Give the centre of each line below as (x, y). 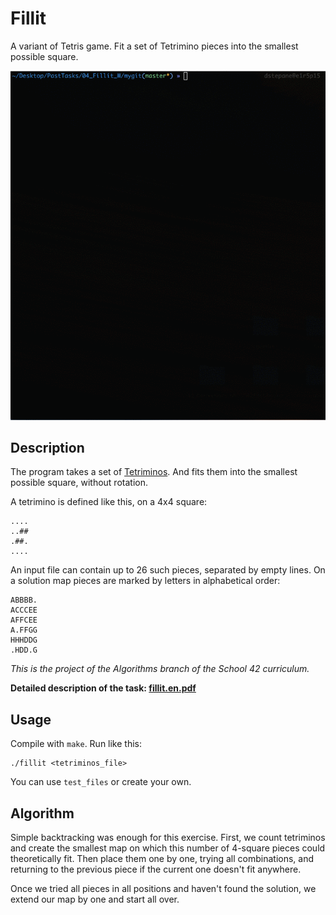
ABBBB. (24, 600)
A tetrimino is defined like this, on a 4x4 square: (109, 502)
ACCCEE (24, 610)
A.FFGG (24, 630)
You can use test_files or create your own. (101, 782)
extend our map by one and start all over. (95, 899)
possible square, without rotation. (79, 483)
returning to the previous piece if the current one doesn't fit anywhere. (156, 869)
